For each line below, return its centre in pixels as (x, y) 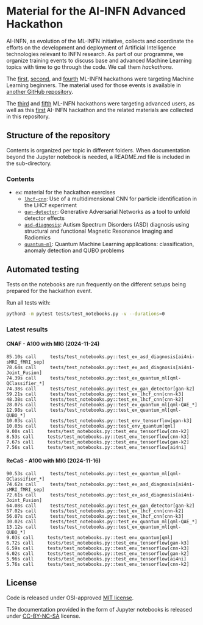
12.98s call (21, 410)
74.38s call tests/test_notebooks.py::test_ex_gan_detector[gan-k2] (101, 389)
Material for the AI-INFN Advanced (96, 11)
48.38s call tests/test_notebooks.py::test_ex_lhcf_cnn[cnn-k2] (95, 399)
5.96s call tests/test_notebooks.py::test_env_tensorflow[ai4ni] (97, 559)
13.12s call (21, 527)
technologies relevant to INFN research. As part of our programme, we (95, 54)
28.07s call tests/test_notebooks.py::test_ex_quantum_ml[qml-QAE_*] (102, 404)
